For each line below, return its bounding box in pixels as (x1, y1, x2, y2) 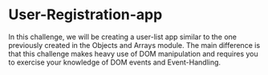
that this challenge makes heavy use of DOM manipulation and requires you (8, 49, 258, 58)
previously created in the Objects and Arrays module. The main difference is (8, 40, 261, 49)
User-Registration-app (8, 6, 163, 24)
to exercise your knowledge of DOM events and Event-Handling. (8, 57, 221, 67)
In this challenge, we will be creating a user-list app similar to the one (8, 32, 237, 41)
